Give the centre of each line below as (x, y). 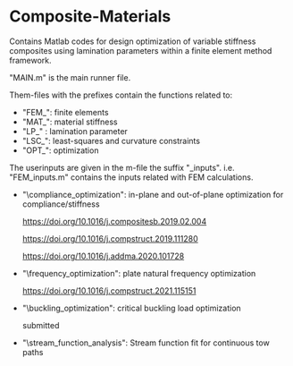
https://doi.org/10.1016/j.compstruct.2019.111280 (110, 238)
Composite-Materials (90, 17)
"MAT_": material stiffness (70, 122)
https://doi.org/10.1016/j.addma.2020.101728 (103, 256)
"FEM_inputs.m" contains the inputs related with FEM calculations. (131, 177)
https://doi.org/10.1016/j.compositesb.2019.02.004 (114, 221)
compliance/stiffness (61, 204)
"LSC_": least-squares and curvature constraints (111, 140)
